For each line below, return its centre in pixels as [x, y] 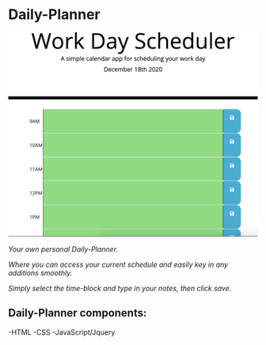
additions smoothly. [40, 273]
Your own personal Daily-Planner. [63, 249]
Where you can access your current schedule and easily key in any [118, 264]
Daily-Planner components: [78, 313]
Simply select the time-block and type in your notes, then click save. [120, 288]
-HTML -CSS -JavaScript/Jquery [62, 332]
